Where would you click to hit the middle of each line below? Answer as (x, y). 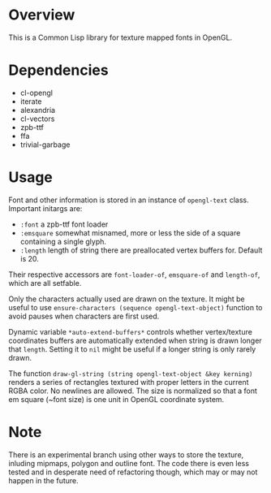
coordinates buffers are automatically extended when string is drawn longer (135, 340)
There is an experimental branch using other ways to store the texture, (126, 454)
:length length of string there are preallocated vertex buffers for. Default (141, 250)
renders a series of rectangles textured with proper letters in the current (129, 382)
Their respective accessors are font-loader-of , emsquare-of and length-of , (134, 275)
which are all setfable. (45, 283)
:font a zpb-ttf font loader (64, 224)
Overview (42, 15)
